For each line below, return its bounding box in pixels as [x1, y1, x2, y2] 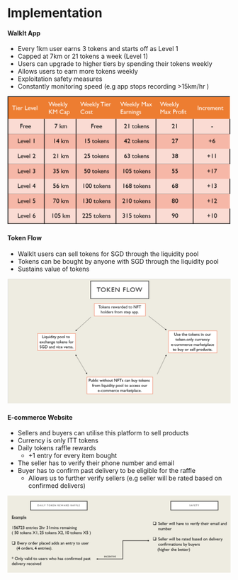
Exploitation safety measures [17, 74, 103, 83]
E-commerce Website [7, 413, 73, 421]
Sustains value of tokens [17, 264, 90, 274]
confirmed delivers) [28, 481, 86, 490]
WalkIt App [7, 28, 41, 37]
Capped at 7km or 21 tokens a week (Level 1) [17, 52, 149, 61]
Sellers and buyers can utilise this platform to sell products [17, 429, 189, 437]
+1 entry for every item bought [28, 452, 117, 460]
